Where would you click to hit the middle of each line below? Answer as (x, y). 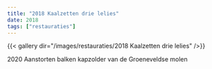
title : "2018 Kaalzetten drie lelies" (63, 13)
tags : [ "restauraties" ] (42, 26)
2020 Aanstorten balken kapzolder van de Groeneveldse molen (98, 59)
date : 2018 (23, 20)
